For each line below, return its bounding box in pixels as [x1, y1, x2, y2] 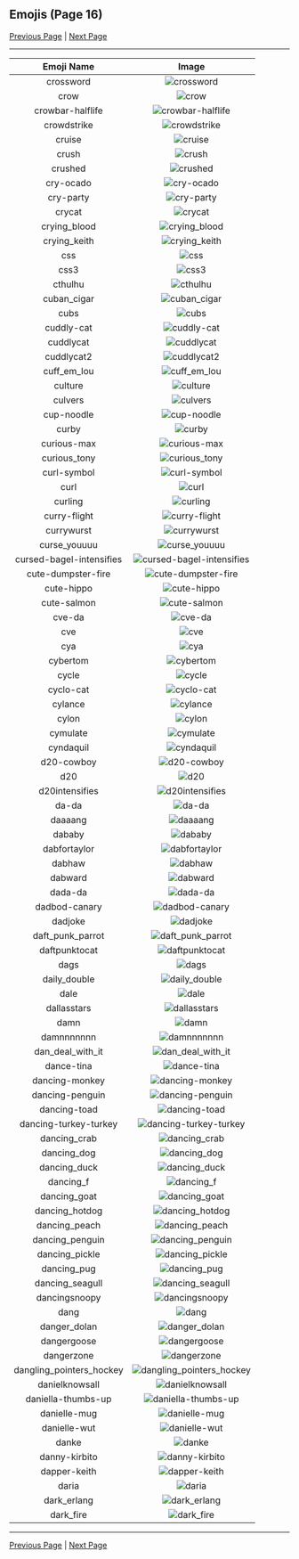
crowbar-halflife [34, 104, 104, 117]
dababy [53, 828, 85, 840]
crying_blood [41, 220, 96, 233]
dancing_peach [36, 1219, 101, 1231]
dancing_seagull [34, 1277, 103, 1289]
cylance [52, 698, 85, 710]
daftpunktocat [38, 943, 99, 956]
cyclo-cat [47, 683, 90, 696]
